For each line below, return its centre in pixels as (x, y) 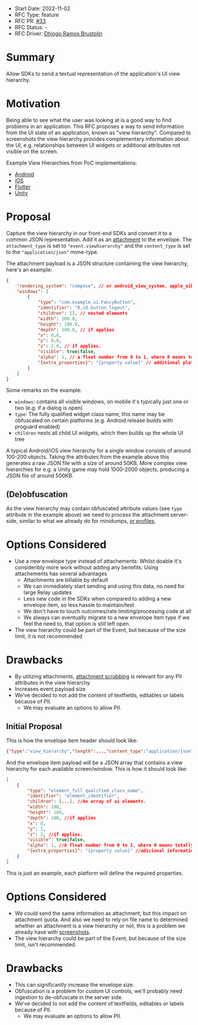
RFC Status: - (31, 27)
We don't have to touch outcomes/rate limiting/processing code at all (107, 611)
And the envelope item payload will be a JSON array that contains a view (94, 762)
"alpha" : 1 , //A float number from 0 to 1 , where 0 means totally (110, 845)
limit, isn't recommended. (45, 944)
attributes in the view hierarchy (52, 683)
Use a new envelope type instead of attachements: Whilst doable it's (98, 561)
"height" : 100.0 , (59, 324)
